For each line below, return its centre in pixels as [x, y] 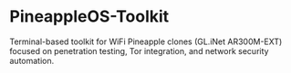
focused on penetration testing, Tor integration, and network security [139, 50]
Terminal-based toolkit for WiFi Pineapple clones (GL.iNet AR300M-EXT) [146, 41]
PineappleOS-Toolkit [89, 17]
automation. [32, 60]
